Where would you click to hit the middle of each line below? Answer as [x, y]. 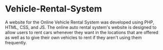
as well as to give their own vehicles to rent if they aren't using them [73, 37]
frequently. [16, 42]
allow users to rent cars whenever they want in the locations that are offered [82, 32]
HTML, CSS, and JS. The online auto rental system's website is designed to [81, 27]
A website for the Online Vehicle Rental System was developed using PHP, [80, 22]
